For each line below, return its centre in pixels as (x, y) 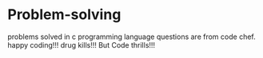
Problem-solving (64, 15)
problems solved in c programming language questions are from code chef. (132, 37)
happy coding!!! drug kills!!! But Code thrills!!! (82, 44)
